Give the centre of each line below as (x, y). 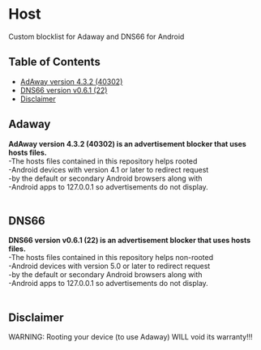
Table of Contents (55, 62)
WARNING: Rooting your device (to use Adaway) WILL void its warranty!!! (130, 337)
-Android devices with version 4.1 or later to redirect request (109, 169)
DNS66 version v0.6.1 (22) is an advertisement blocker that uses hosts (130, 241)
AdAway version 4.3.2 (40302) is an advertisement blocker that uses (128, 143)
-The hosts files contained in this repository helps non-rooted (111, 258)
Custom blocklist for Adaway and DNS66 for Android (96, 36)
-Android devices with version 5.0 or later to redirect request (109, 266)
